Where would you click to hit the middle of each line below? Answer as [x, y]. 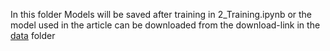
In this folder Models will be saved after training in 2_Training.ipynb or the [161, 14]
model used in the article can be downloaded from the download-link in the [165, 25]
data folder [33, 35]
